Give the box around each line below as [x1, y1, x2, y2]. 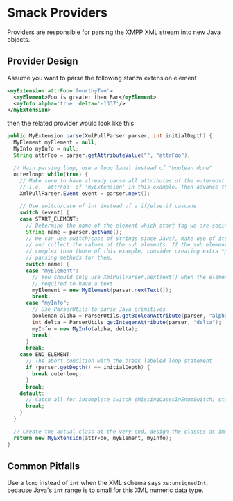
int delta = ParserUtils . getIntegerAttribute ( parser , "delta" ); [32, 319, 222, 325]
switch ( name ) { [25, 261, 70, 268]
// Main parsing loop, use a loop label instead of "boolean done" [13, 164, 213, 171]
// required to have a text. [32, 280, 116, 287]
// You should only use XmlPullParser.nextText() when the [32, 273, 207, 280]
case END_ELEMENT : [19, 351, 73, 358]
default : [19, 390, 45, 397]
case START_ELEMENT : [19, 215, 79, 223]
